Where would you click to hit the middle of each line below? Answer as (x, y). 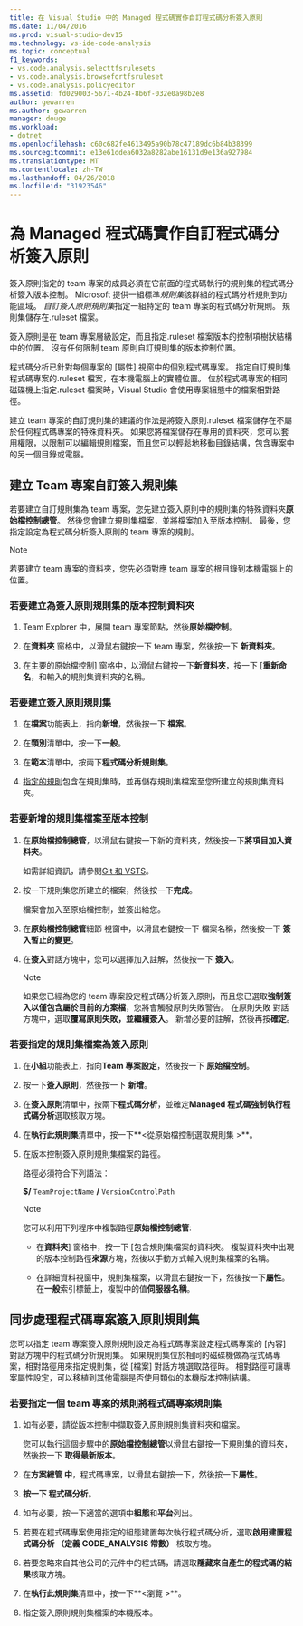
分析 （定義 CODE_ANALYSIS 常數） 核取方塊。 (127, 1544)
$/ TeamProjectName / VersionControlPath (98, 1191)
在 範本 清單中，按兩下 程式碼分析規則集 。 (98, 763)
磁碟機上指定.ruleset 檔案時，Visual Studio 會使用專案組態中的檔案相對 (141, 390)
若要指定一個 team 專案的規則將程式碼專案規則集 (116, 1403)
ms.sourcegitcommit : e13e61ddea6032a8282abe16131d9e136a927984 (131, 152)
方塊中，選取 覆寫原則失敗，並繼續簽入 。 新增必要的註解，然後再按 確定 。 (158, 1018)
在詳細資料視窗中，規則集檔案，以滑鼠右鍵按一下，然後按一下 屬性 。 (163, 1277)
